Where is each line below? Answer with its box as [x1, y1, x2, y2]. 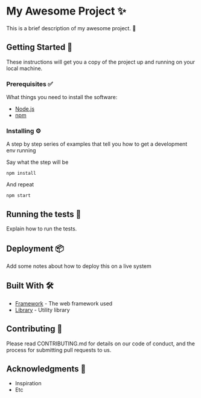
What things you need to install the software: [6, 94, 118, 101]
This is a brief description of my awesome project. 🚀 [6, 24, 136, 31]
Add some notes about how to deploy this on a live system [6, 262, 152, 270]
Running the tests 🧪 [6, 209, 81, 219]
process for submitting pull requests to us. [6, 346, 112, 353]
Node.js [14, 105, 35, 113]
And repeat [6, 181, 34, 188]
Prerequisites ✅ [6, 80, 53, 88]
